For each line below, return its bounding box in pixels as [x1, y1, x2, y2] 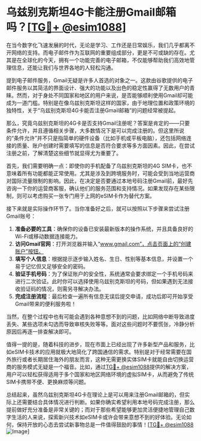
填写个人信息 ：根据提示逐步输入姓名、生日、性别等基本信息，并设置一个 [14, 255, 193, 262]
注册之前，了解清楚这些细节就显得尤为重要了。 [6, 149, 121, 157]
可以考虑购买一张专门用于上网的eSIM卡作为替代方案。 [22, 192, 156, 199]
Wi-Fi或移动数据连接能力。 [14, 232, 81, 240]
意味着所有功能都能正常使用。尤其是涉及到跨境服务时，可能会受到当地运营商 [6, 169, 195, 177]
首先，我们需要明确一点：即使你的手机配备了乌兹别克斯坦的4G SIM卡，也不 [6, 162, 193, 169]
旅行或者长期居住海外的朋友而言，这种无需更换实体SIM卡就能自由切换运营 [11, 355, 194, 363]
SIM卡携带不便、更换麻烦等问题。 [6, 378, 90, 385]
